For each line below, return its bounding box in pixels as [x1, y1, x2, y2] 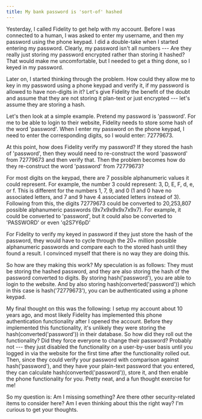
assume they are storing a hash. [6, 100, 86, 108]
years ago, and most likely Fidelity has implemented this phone [6, 311, 162, 319]
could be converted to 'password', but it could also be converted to [6, 212, 173, 219]
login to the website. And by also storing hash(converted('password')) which [6, 280, 196, 287]
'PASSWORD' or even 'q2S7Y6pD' [6, 219, 91, 226]
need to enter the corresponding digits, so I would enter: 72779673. [6, 132, 174, 139]
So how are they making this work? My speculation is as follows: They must [6, 261, 194, 268]
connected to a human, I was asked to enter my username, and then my [6, 31, 184, 39]
